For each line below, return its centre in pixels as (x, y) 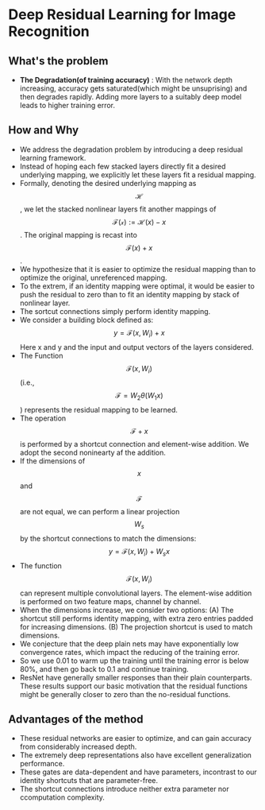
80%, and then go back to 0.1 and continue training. (104, 669)
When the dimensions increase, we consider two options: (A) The (127, 610)
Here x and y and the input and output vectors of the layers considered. (136, 347)
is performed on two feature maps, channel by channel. (110, 601)
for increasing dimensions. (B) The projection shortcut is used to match (136, 626)
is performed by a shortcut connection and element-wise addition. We (134, 444)
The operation (43, 418)
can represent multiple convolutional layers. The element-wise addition (136, 593)
